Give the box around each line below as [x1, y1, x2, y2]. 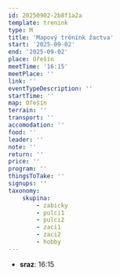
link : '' [8, 77, 37, 85]
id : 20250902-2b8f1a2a [8, 11, 82, 20]
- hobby [36, 238, 61, 246]
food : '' [8, 128, 37, 136]
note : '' [8, 143, 37, 151]
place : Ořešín [8, 56, 55, 64]
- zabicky [36, 201, 68, 209]
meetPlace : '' [8, 70, 55, 78]
